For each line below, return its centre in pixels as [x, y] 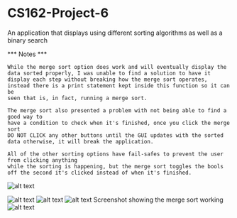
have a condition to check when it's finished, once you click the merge [119, 123]
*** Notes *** [27, 54]
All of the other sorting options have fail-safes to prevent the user [115, 154]
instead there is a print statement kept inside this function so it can [119, 86]
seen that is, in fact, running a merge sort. [77, 98]
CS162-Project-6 [58, 13]
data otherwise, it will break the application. [81, 141]
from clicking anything [43, 160]
